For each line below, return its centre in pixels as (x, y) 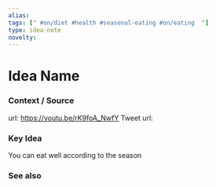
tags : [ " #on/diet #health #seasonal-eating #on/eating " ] (109, 23)
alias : (19, 15)
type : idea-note (35, 30)
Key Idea (25, 138)
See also (25, 175)
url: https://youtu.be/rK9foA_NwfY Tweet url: (81, 118)
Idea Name (44, 76)
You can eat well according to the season (75, 156)
